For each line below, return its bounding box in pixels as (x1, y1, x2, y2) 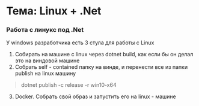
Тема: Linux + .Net (6, 4, 102, 18)
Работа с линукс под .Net (6, 26, 84, 34)
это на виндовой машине (14, 57, 80, 64)
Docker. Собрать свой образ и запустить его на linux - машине (14, 93, 176, 100)
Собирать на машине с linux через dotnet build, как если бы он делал (14, 51, 194, 58)
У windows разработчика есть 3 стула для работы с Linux (6, 39, 155, 46)
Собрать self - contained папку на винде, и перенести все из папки (14, 63, 188, 71)
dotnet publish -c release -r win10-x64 (20, 81, 117, 89)
